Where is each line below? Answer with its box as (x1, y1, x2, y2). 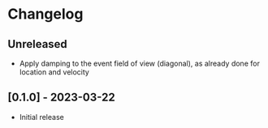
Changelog (7, 5, 84, 23)
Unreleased (7, 37, 68, 51)
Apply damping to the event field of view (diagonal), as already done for (19, 58, 261, 68)
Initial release (19, 112, 64, 122)
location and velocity (19, 67, 90, 77)
